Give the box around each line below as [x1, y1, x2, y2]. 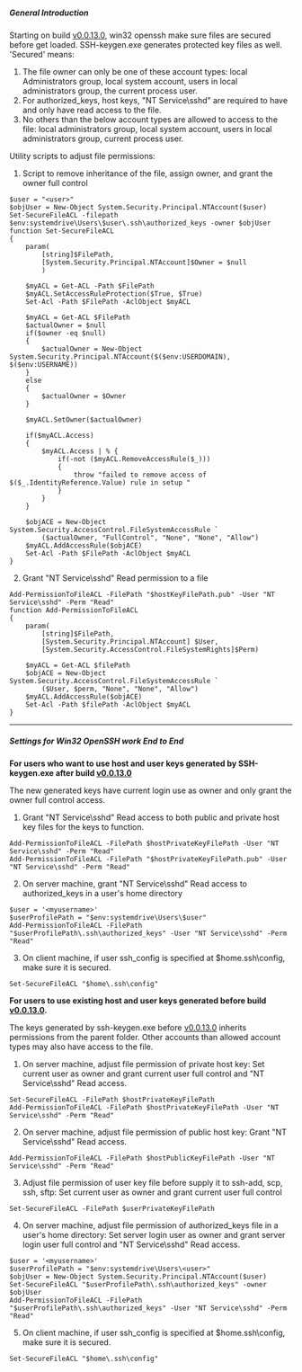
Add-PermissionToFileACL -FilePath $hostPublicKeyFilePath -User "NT [9, 1154, 276, 1163]
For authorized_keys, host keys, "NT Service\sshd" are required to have [22, 94, 289, 105]
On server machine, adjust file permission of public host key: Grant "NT [22, 1127, 288, 1137]
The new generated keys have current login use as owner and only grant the [9, 785, 292, 796]
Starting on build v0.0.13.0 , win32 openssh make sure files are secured [9, 30, 271, 40]
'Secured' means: [9, 49, 75, 59]
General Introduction [9, 7, 89, 18]
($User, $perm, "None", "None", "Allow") [41, 684, 200, 693]
